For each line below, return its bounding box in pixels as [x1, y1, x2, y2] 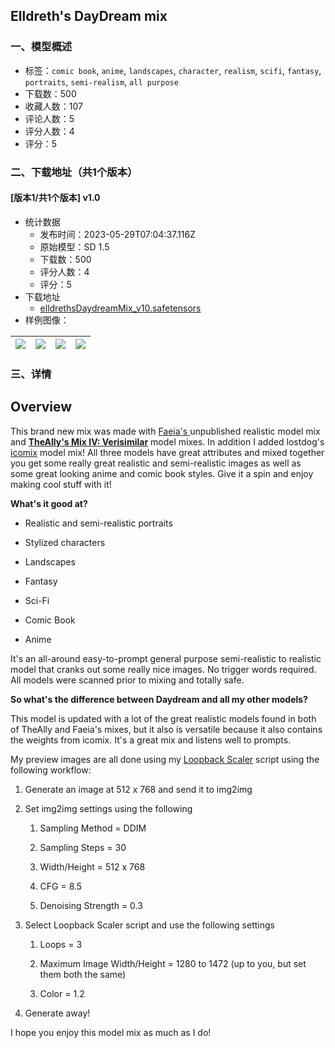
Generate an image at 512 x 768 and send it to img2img [24, 783, 253, 795]
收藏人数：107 [24, 100, 83, 112]
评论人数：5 [24, 112, 75, 124]
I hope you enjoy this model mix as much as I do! [10, 1026, 212, 1038]
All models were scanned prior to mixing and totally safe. [10, 674, 245, 686]
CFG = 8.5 [39, 880, 83, 892]
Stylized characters [24, 536, 106, 548]
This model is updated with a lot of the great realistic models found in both [10, 712, 317, 724]
